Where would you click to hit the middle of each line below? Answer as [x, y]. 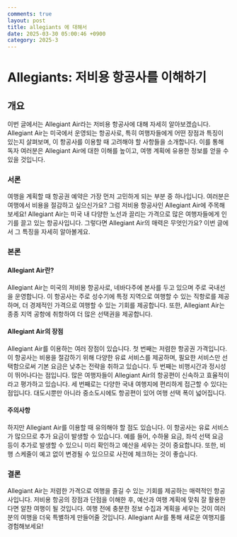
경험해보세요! [25, 526]
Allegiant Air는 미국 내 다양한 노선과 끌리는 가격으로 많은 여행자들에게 [124, 214]
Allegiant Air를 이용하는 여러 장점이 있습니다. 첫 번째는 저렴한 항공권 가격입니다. [117, 349]
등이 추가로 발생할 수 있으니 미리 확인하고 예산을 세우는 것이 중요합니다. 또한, [113, 445]
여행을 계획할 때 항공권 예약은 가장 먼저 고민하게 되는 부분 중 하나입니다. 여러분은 [118, 196]
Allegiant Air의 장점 [35, 332]
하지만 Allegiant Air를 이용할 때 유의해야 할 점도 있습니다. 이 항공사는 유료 [109, 427]
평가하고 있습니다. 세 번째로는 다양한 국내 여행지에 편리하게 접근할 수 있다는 [124, 384]
